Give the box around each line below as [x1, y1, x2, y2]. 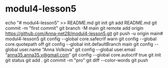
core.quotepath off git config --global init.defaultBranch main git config [5, 41, 153, 47]
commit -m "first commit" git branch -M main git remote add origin [5, 25, 144, 31]
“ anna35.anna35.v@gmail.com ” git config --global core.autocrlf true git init [5, 51, 161, 58]
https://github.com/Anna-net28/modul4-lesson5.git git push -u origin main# [5, 30, 163, 36]
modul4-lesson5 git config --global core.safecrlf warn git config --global [5, 36, 157, 42]
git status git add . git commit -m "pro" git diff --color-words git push [5, 57, 148, 63]
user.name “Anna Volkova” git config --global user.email [19, 46, 136, 52]
